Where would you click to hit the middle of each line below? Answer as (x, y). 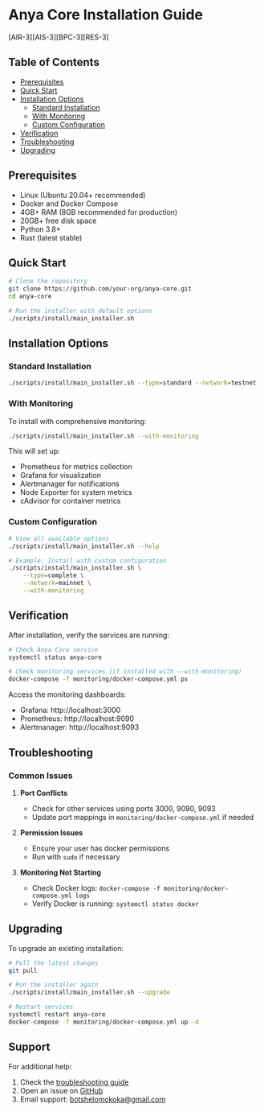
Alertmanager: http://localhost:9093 (79, 727)
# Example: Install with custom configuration (87, 561)
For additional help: (40, 1066)
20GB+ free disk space (58, 220)
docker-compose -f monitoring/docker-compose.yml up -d (104, 1022)
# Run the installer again (53, 985)
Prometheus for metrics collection (76, 467)
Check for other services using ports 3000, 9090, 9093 (124, 808)
